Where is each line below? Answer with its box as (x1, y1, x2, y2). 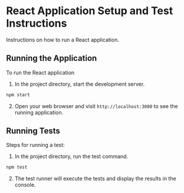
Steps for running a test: (6, 142, 65, 149)
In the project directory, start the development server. (14, 80, 145, 87)
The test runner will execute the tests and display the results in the (14, 175, 176, 182)
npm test (6, 164, 28, 171)
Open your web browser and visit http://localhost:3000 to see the (14, 102, 178, 110)
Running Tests (6, 126, 60, 136)
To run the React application (6, 69, 75, 76)
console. (14, 181, 36, 188)
